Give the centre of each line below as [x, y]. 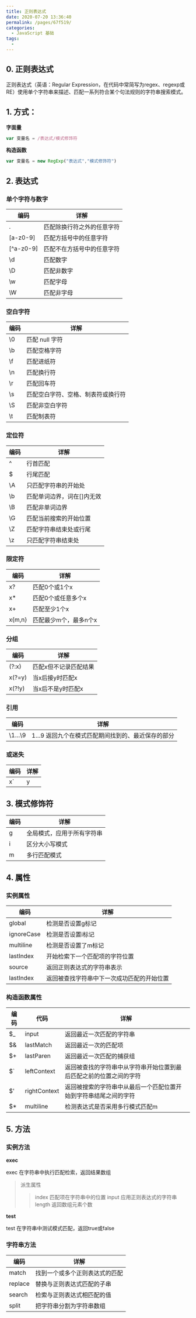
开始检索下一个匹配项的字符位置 [90, 956]
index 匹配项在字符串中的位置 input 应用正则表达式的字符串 [106, 1197]
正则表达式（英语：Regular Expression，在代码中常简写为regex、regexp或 [96, 84]
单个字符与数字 [27, 199]
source [18, 967]
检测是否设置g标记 [72, 924]
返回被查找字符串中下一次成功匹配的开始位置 [108, 979]
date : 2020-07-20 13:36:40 [39, 17]
